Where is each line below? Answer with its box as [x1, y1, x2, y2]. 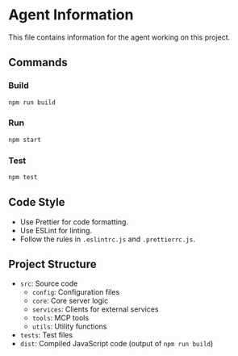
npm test [8, 173, 38, 181]
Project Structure [8, 258, 97, 271]
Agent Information [8, 6, 134, 24]
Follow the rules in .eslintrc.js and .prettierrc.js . [19, 234, 195, 244]
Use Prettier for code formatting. [19, 216, 129, 227]
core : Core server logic [31, 296, 109, 306]
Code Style [8, 195, 65, 209]
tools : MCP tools [31, 313, 90, 323]
